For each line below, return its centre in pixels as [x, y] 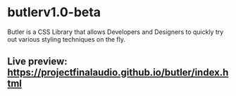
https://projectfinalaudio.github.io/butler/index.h [118, 72]
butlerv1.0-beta [54, 12]
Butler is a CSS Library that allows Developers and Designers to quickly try [116, 32]
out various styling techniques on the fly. [66, 39]
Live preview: [38, 62]
